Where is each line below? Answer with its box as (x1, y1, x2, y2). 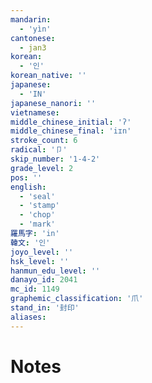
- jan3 (19, 42, 47, 53)
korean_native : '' (10, 71, 87, 81)
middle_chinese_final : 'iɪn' (10, 126, 132, 136)
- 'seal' (19, 191, 56, 201)
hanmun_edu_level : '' (10, 266, 101, 276)
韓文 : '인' (10, 237, 51, 248)
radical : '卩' (10, 145, 68, 155)
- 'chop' (19, 210, 56, 220)
